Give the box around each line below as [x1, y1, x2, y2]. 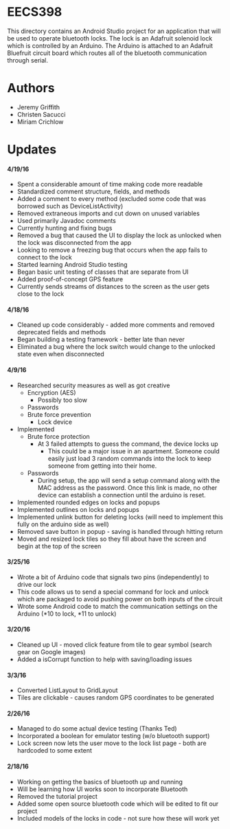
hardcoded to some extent [16, 746, 93, 755]
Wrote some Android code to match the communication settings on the [16, 602, 218, 610]
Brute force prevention [27, 410, 91, 418]
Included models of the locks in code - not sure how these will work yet [16, 814, 220, 822]
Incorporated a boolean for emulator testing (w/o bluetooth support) [16, 732, 210, 740]
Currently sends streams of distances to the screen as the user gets [16, 283, 210, 291]
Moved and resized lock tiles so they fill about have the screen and [16, 535, 207, 543]
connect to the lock [16, 253, 72, 261]
